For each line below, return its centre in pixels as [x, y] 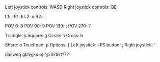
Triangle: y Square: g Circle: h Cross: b [44, 35]
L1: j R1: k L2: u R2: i [25, 16]
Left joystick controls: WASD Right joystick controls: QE [61, 7]
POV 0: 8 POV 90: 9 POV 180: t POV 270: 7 [48, 26]
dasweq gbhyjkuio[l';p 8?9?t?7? [37, 54]
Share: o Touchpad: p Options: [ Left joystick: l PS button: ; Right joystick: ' [80, 45]
